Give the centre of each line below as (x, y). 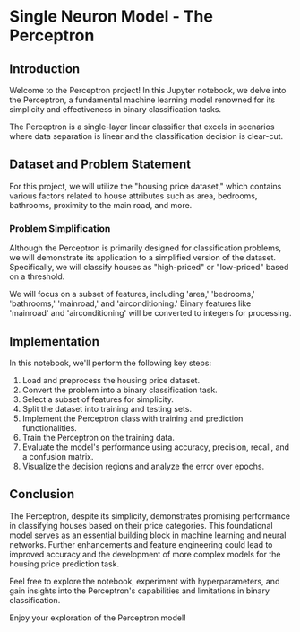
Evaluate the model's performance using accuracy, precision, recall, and (155, 447)
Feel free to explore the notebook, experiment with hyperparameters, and (145, 581)
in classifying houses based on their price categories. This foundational (141, 525)
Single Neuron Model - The (111, 17)
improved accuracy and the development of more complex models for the (145, 554)
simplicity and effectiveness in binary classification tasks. (116, 109)
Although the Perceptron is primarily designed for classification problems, (146, 248)
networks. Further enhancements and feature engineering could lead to (141, 544)
